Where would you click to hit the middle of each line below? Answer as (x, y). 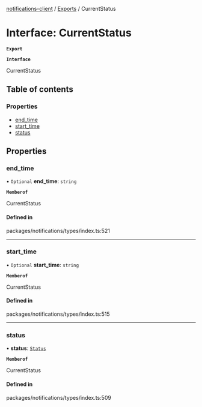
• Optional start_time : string (43, 265)
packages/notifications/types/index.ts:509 (59, 397)
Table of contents (40, 89)
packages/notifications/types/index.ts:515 (58, 314)
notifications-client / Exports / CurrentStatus (61, 9)
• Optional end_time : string (41, 181)
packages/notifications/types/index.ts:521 (58, 231)
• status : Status (26, 348)
